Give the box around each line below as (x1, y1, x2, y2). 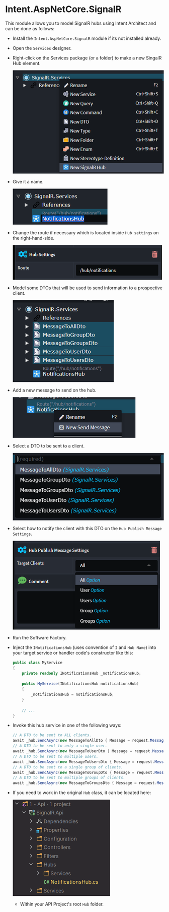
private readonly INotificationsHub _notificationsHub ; (22, 671, 141, 676)
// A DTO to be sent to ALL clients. (12, 733, 92, 738)
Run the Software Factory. (12, 634, 67, 640)
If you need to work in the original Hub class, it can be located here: (12, 790, 151, 796)
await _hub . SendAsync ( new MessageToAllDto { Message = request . (12, 738, 150, 743)
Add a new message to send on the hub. (12, 387, 97, 394)
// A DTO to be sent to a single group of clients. (12, 764, 123, 769)
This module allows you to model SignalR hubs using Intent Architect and (5, 20, 156, 26)
